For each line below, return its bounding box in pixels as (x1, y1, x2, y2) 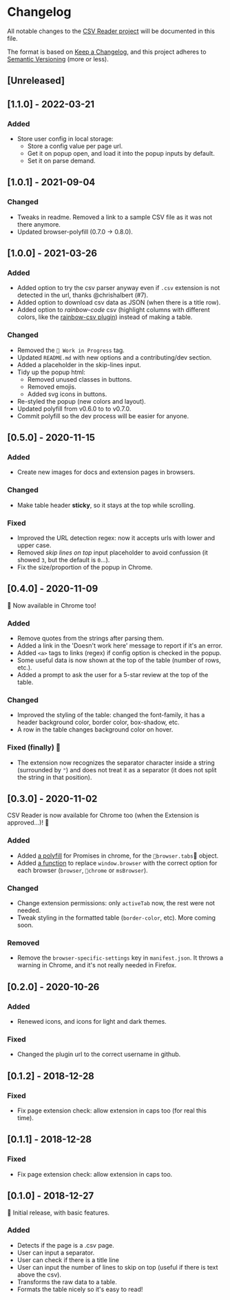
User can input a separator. (17, 1248, 95, 1257)
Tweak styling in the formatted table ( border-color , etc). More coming (17, 914, 216, 922)
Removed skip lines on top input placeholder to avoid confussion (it (17, 548, 209, 557)
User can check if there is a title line (17, 1255, 119, 1264)
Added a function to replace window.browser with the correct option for (17, 858, 218, 867)
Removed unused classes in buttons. (27, 375, 132, 383)
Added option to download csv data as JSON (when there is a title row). (17, 298, 221, 307)
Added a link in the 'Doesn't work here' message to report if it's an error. (17, 641, 223, 650)
